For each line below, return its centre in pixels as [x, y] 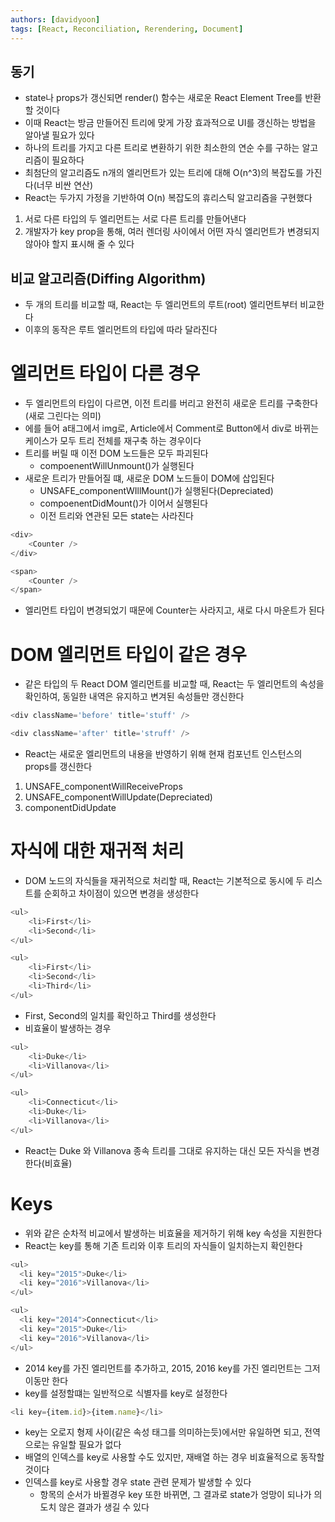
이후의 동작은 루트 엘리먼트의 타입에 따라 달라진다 [121, 330]
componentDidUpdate [70, 807]
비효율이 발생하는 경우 [68, 1028]
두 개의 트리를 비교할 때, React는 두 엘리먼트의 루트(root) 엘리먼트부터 [161, 305]
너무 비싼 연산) [65, 185]
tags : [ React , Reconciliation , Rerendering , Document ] [127, 29]
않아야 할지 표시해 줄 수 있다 [79, 244]
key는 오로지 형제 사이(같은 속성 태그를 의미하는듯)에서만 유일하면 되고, [163, 1432]
